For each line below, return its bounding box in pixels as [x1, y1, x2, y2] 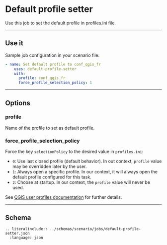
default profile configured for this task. [12, 174, 92, 180]
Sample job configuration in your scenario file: [5, 52, 100, 58]
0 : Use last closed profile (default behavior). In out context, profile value [12, 158, 162, 164]
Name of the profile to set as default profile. [5, 125, 95, 131]
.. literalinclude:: [5, 226, 48, 232]
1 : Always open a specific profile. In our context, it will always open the [12, 169, 158, 175]
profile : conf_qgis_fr [18, 76, 66, 81]
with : [14, 71, 26, 76]
